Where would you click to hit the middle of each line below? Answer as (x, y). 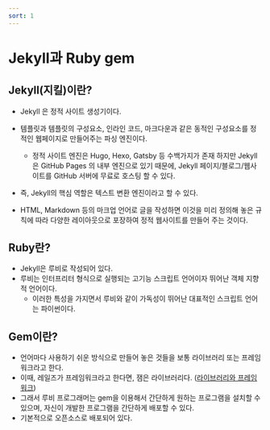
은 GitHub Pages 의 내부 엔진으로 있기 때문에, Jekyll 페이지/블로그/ (138, 165)
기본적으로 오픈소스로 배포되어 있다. (76, 418)
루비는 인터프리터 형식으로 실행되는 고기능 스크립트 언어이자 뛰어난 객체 (132, 279)
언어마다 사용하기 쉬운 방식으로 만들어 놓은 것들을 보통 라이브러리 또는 (130, 358)
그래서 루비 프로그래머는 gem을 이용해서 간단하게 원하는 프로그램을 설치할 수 (140, 398)
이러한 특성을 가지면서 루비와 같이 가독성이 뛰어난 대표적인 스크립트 (137, 299)
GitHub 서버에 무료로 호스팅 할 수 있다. (114, 176)
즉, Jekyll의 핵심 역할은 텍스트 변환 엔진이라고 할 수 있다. (109, 192)
